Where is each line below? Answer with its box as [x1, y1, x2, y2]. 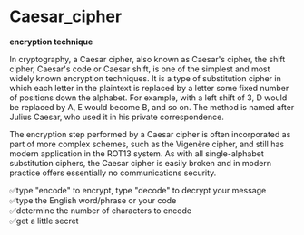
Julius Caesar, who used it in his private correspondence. [9, 111, 224, 122]
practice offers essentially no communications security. [9, 167, 217, 178]
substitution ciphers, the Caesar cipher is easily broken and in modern [9, 157, 272, 168]
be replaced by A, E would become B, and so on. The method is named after [9, 101, 295, 112]
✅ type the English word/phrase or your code [9, 194, 177, 205]
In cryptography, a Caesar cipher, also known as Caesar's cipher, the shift [9, 53, 286, 64]
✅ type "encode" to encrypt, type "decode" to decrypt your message [9, 184, 267, 195]
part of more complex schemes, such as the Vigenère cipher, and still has [9, 138, 284, 149]
